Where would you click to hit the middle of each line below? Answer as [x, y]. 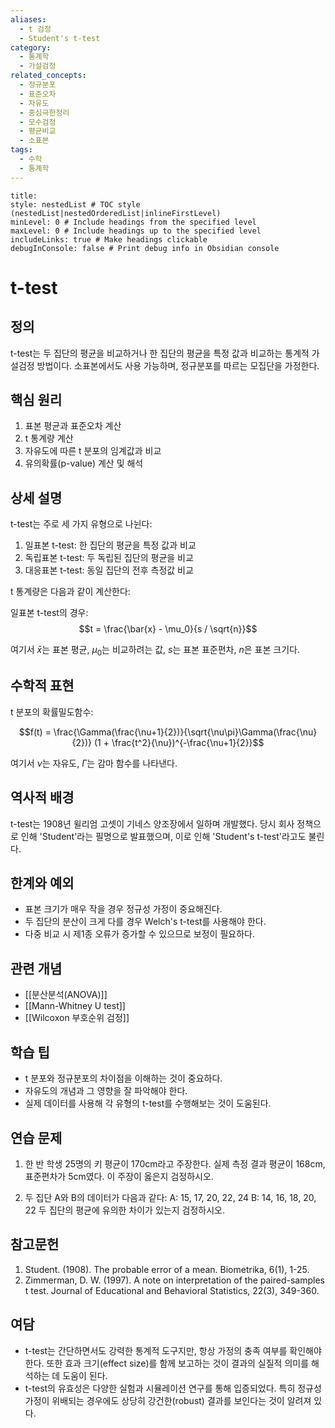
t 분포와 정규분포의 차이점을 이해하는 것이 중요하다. [123, 1078]
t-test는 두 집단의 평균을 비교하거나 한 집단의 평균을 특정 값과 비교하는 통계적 [160, 353]
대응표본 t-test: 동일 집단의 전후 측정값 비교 [109, 570]
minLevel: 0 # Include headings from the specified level [133, 222]
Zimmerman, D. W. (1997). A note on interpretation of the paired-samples [175, 1280]
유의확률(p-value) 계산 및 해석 [84, 463]
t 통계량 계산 [49, 438]
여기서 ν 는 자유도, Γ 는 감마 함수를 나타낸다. [94, 763]
